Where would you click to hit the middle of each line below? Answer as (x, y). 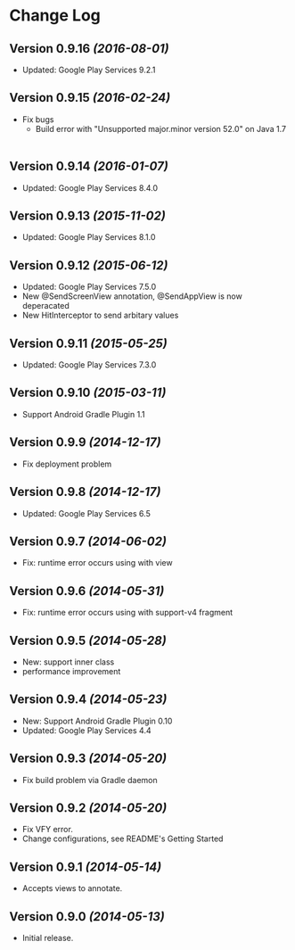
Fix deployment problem (67, 464)
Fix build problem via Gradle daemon (90, 780)
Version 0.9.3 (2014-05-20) (88, 759)
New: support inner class (68, 662)
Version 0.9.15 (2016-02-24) (90, 98)
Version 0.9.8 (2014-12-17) (85, 492)
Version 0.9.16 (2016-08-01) (89, 49)
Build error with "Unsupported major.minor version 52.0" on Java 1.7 (161, 128)
